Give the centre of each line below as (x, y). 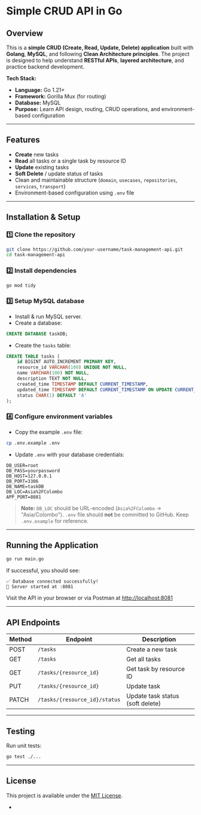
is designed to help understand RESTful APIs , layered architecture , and (95, 60)
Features (23, 140)
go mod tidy (21, 285)
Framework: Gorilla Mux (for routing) (60, 96)
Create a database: (38, 323)
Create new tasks (36, 154)
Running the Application (52, 545)
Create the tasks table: (43, 345)
